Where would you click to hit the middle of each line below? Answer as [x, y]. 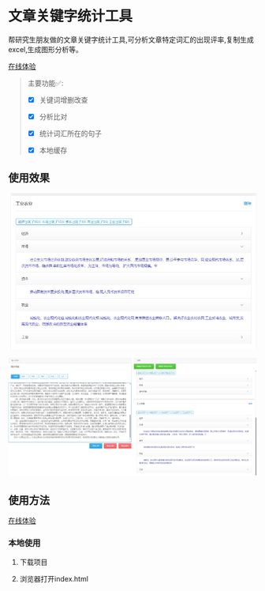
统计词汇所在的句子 [71, 134]
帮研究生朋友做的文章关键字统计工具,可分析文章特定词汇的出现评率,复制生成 [131, 40]
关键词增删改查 [63, 100]
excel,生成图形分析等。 [45, 49]
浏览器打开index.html [54, 578]
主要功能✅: [45, 83]
